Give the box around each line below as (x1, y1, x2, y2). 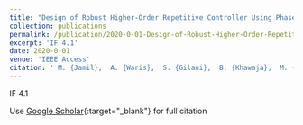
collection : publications (9, 22, 106, 31)
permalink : (9, 30, 50, 39)
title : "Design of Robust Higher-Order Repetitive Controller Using (9, 13, 272, 22)
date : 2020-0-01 (9, 47, 70, 56)
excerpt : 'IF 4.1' (9, 38, 78, 48)
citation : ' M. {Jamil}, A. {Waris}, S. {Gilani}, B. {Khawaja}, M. (9, 64, 289, 73)
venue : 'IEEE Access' (9, 55, 91, 64)
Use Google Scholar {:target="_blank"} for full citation (9, 105, 207, 116)
